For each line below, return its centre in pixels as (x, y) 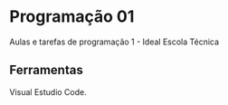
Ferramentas (46, 70)
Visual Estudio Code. (48, 91)
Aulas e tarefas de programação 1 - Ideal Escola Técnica (114, 42)
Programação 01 (72, 17)
